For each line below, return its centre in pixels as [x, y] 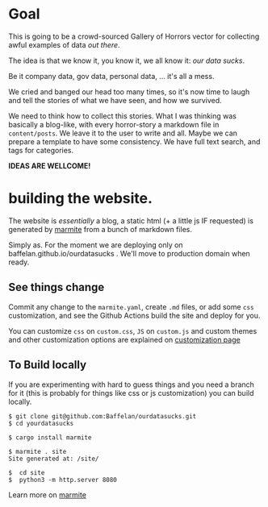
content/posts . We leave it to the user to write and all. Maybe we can [123, 133]
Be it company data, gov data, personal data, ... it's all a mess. [111, 76]
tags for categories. [41, 150]
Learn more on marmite [48, 495]
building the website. [81, 199]
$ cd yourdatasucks [41, 423]
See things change [57, 287]
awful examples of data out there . [64, 44]
